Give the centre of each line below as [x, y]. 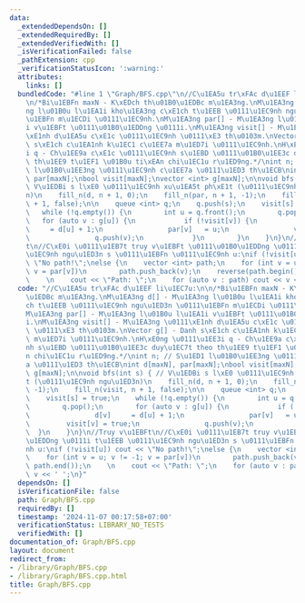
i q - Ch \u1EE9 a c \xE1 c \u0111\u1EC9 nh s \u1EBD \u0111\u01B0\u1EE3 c [158, 153]
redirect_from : [38, 559]
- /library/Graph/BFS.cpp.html [69, 576]
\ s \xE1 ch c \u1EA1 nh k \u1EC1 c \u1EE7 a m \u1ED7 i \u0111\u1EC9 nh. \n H [156, 145]
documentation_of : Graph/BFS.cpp [73, 542]
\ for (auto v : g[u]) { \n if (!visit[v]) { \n [142, 221]
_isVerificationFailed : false [74, 52]
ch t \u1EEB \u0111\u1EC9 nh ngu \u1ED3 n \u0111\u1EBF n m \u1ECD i [146, 306]
